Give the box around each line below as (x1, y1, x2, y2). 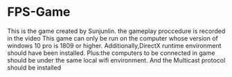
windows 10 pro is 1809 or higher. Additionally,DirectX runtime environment (7, 41, 222, 49)
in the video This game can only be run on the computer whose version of (7, 34, 218, 42)
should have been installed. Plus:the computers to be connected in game (7, 49, 215, 57)
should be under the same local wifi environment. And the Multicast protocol (7, 56, 226, 64)
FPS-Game (7, 4, 71, 20)
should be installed (7, 63, 61, 71)
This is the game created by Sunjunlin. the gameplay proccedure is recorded (7, 27, 226, 35)
